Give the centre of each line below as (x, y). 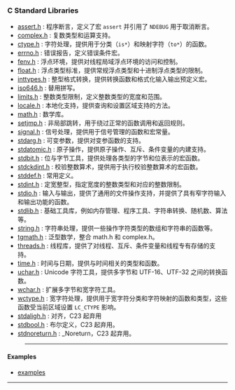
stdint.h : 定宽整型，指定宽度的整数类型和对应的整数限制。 (101, 184)
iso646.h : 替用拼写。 (48, 88)
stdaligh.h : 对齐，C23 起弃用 (59, 316)
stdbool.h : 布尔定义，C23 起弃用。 (68, 325)
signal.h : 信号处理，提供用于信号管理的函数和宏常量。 (95, 132)
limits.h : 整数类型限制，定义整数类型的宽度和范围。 (92, 97)
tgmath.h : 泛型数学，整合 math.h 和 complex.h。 (88, 237)
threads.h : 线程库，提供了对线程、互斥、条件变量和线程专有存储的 (113, 246)
